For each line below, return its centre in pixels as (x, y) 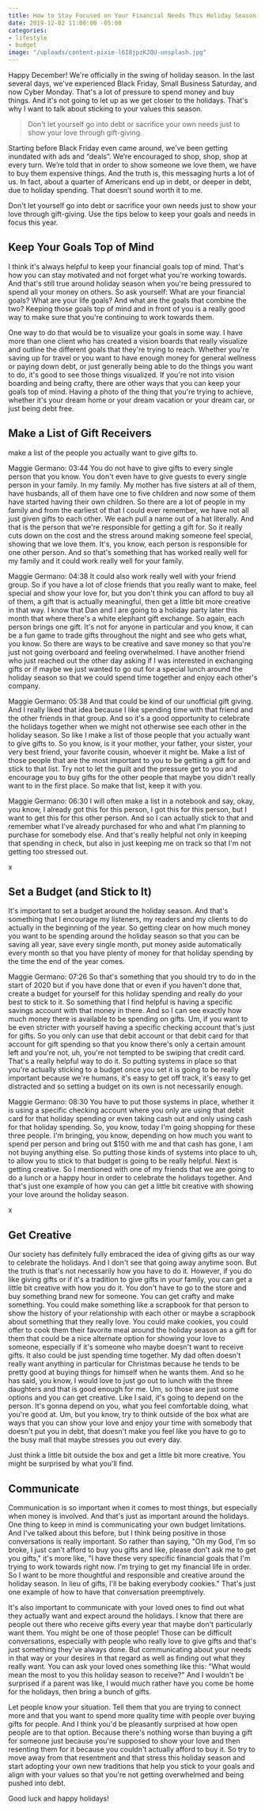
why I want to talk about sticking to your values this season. (106, 109)
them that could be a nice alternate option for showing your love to (117, 1339)
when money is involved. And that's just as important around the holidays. (129, 1516)
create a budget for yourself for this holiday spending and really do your (125, 994)
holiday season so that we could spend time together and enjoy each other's (133, 677)
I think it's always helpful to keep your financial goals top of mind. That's (126, 266)
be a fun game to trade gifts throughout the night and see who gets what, (128, 635)
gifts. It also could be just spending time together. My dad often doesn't (125, 1355)
